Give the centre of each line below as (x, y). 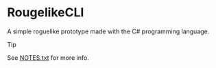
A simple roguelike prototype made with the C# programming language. (108, 31)
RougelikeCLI (46, 13)
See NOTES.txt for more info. (48, 57)
